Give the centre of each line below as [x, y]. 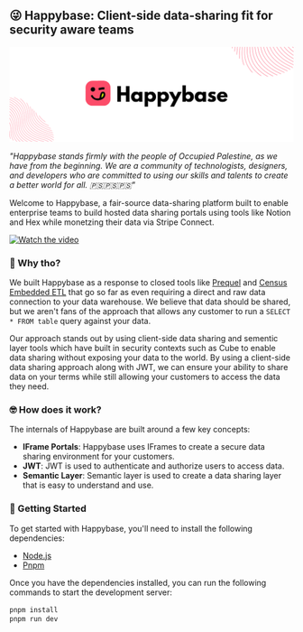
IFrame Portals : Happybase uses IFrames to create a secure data [144, 447]
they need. [29, 386]
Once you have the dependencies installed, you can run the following [138, 582]
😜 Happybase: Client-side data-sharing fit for [141, 16]
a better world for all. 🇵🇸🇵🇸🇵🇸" [73, 184]
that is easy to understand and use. [88, 485]
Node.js [37, 555]
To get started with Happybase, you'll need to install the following [131, 528]
